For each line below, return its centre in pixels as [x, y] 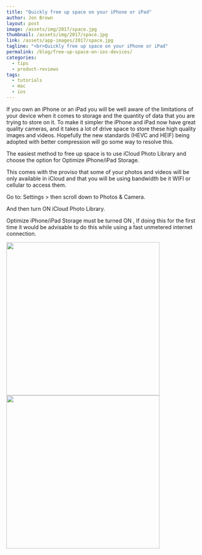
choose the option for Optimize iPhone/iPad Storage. [73, 160]
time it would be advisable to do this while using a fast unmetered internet [99, 227]
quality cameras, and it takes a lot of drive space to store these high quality [101, 129]
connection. [21, 233]
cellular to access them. [36, 185]
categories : [21, 58]
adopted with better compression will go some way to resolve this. [90, 142]
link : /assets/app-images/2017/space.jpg [60, 40]
